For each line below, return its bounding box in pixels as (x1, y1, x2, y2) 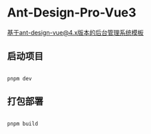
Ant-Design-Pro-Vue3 (7, 5, 137, 21)
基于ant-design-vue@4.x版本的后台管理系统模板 (7, 28, 144, 36)
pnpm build (7, 120, 38, 127)
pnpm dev (7, 75, 32, 82)
